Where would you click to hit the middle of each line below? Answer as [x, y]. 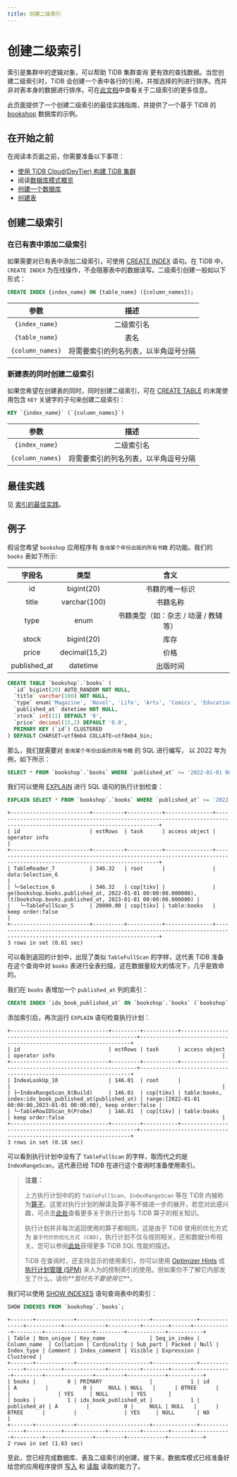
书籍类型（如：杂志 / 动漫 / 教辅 [170, 615]
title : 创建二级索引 [34, 14]
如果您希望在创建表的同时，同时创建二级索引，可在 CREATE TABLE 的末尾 [115, 391]
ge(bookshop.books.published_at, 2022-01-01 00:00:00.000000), [102, 893]
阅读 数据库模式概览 [45, 180]
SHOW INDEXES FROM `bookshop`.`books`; [66, 1307]
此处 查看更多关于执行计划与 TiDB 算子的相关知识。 [129, 1213]
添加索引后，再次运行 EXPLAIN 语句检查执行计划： [79, 1018]
